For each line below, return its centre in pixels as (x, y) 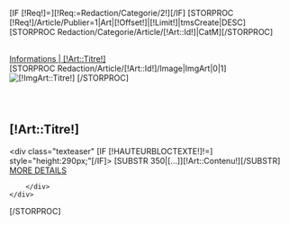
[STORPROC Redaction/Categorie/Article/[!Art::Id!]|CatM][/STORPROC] (141, 32)
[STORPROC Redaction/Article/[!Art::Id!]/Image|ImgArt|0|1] (118, 68)
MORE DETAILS (38, 170)
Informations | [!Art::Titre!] (58, 59)
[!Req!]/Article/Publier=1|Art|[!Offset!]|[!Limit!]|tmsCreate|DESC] (127, 22)
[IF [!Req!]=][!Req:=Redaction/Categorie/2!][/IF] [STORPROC (122, 13)
